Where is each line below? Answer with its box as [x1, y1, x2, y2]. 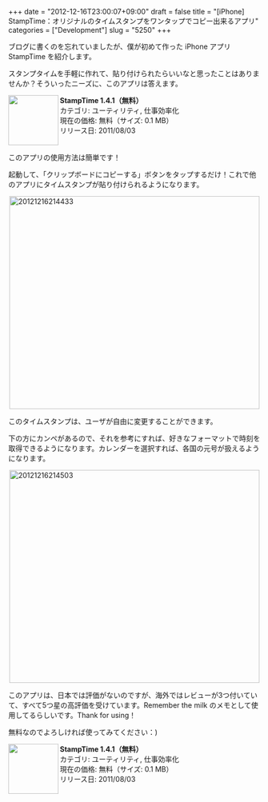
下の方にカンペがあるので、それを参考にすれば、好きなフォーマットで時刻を [8, 433, 261, 443]
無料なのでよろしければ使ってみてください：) [8, 728, 158, 736]
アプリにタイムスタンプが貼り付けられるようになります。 [14, 180, 204, 189]
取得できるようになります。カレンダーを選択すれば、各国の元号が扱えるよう [8, 444, 260, 453]
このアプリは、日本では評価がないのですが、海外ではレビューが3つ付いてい [8, 691, 258, 700]
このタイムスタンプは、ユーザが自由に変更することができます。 [8, 417, 218, 426]
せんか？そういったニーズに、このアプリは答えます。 [8, 79, 182, 88]
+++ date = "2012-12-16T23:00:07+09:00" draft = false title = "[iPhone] [8, 7, 245, 16]
